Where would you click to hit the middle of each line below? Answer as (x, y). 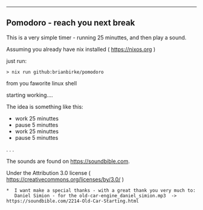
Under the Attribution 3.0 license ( (48, 172)
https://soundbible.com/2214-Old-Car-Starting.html (72, 201)
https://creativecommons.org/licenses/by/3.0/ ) (65, 179)
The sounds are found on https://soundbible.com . (68, 161)
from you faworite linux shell (42, 83)
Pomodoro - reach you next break (71, 23)
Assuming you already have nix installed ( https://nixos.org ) (81, 49)
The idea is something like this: (45, 107)
